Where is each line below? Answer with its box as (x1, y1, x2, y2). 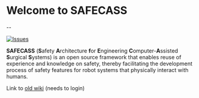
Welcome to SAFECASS (6, 4, 128, 18)
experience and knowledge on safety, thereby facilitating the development (6, 60, 193, 67)
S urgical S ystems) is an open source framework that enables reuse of (6, 53, 181, 60)
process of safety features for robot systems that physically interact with (6, 66, 189, 73)
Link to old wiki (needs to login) (6, 84, 85, 91)
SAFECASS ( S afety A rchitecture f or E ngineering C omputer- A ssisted (6, 47, 178, 54)
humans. (6, 73, 29, 80)
